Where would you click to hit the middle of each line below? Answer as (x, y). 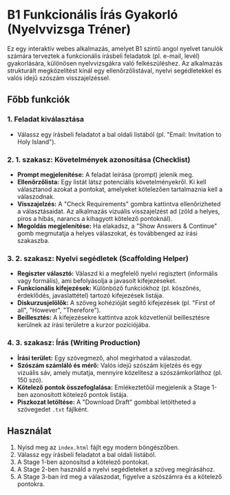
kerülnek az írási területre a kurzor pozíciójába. (84, 325)
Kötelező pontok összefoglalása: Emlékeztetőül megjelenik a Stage (114, 387)
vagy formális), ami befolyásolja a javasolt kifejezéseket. (97, 281)
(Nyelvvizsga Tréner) (69, 29)
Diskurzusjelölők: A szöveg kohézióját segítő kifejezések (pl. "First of (116, 303)
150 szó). (30, 380)
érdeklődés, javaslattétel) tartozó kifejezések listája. (90, 295)
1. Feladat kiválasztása (46, 119)
